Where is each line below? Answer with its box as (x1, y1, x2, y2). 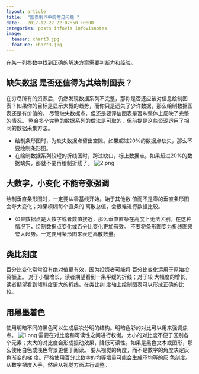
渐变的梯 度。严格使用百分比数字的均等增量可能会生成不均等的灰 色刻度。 (11, 354, 191, 361)
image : (6, 31, 23, 37)
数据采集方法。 (16, 124, 53, 131)
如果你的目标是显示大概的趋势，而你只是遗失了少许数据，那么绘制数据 (16, 102, 188, 109)
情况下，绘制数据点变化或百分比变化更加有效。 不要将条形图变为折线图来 (14, 223, 193, 230)
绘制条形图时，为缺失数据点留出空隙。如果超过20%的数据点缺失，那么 (14, 137, 188, 144)
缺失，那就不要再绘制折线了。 (20, 159, 93, 166)
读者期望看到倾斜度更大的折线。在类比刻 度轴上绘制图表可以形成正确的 (6, 281, 179, 288)
